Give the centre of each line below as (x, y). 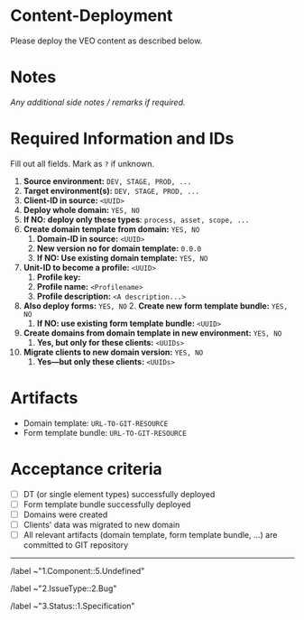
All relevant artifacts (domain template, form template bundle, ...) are (150, 534)
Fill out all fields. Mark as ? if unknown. (83, 163)
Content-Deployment (92, 16)
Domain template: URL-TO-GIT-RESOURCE (96, 423)
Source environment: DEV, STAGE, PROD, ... (107, 180)
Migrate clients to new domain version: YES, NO (113, 352)
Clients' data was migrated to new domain (101, 524)
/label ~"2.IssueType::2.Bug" (64, 588)
